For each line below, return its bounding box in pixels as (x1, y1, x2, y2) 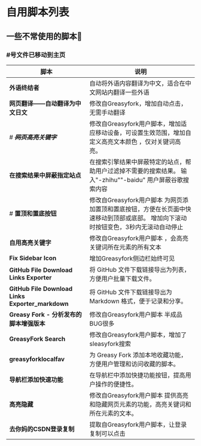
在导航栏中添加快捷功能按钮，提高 (89, 371, 185, 379)
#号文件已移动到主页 (6, 50, 66, 59)
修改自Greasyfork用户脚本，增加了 (89, 330, 187, 339)
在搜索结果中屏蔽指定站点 (9, 171, 82, 180)
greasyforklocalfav (9, 354, 65, 363)
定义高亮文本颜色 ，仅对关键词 (89, 137, 175, 145)
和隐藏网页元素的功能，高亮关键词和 (89, 400, 191, 408)
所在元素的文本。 (89, 409, 138, 417)
